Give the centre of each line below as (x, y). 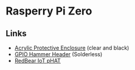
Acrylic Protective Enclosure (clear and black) (72, 48)
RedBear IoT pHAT (38, 61)
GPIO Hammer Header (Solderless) (58, 54)
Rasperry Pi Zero (49, 11)
